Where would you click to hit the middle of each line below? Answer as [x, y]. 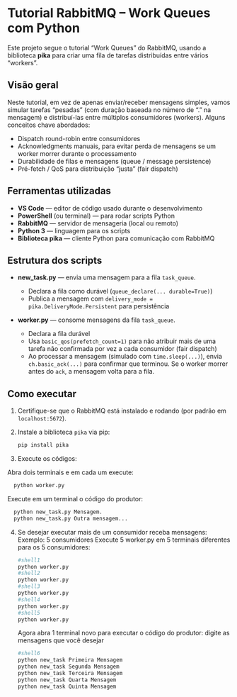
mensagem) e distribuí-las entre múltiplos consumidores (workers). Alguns [116, 117]
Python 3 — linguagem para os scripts [74, 230]
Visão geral [33, 85]
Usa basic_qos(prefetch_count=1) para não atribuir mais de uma [122, 341]
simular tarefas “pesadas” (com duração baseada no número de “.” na [109, 110]
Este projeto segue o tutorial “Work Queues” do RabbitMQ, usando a [107, 48]
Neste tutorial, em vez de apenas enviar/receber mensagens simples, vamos [119, 102]
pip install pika [43, 445]
